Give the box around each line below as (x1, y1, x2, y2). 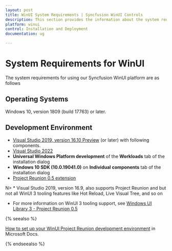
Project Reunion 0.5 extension (12, 175, 76, 181)
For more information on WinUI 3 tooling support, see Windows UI (12, 200, 152, 206)
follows (5, 80, 20, 86)
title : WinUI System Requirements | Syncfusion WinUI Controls (5, 12, 143, 17)
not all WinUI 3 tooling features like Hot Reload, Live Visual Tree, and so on (5, 190, 163, 196)
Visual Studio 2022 (12, 148, 53, 154)
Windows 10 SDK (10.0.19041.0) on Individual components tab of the (12, 164, 161, 170)
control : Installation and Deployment (5, 27, 88, 32)
